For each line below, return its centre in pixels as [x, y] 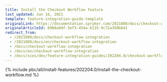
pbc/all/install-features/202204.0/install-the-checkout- [85, 70]
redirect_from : [21, 33]
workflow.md [18, 75]
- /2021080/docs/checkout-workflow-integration [60, 38]
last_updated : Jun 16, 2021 [34, 14]
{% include [16, 70]
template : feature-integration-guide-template [54, 19]
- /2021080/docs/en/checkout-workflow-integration [63, 42]
